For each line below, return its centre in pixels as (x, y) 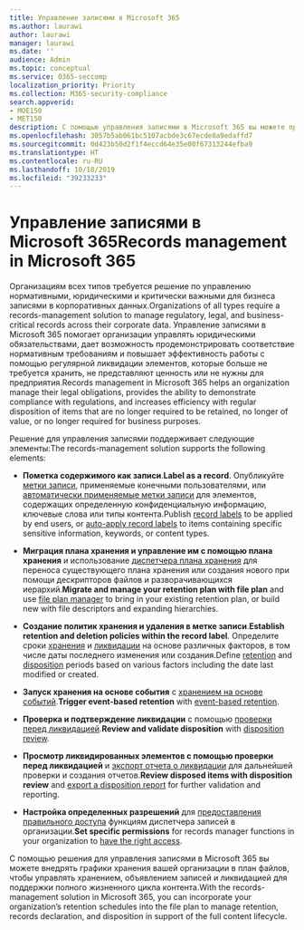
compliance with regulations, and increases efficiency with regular (133, 402)
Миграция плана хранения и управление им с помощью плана (147, 551)
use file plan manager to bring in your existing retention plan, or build (151, 599)
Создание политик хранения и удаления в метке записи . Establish (153, 626)
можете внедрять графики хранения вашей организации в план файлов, (149, 868)
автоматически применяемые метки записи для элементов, (139, 495)
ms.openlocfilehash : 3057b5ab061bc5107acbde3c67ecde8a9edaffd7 (131, 136)
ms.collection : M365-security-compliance (89, 93)
